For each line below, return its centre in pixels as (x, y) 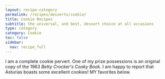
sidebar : (14, 42)
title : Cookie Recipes (29, 19)
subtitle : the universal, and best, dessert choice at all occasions (80, 24)
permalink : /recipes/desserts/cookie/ (46, 14)
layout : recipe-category (31, 10)
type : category (21, 28)
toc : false (17, 38)
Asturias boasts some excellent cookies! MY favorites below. (68, 72)
